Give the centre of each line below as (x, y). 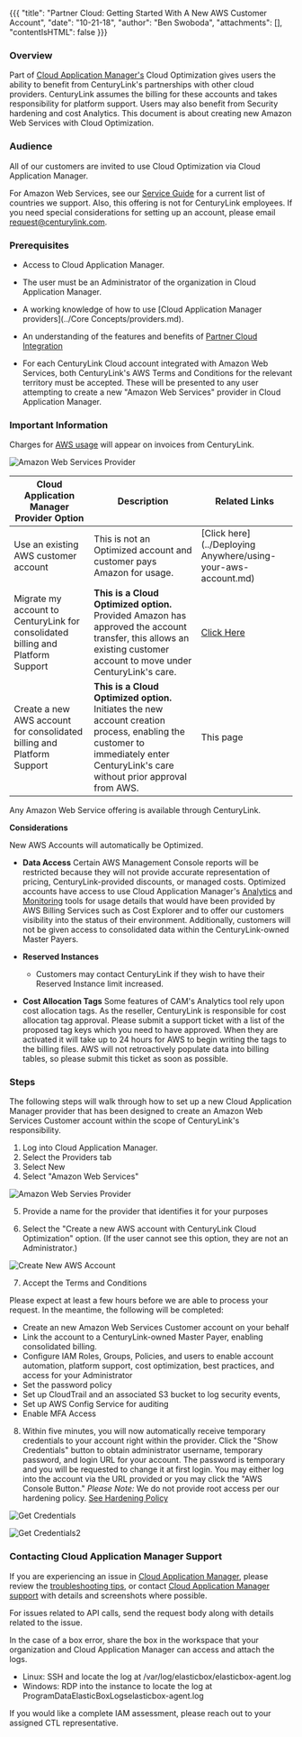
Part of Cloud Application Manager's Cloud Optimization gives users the (142, 75)
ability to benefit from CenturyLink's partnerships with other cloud (132, 85)
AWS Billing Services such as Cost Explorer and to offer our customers (153, 910)
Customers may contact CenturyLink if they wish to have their (150, 974)
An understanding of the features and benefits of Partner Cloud (140, 336)
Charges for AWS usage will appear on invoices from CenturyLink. (132, 444)
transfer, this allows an (142, 638)
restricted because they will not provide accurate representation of (146, 873)
